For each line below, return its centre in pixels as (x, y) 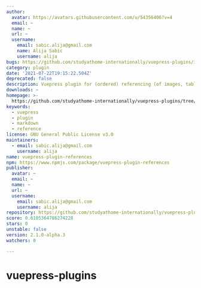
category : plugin (28, 67)
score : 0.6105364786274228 (40, 218)
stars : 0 (17, 224)
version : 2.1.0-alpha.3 (36, 235)
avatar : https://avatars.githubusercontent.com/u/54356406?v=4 (92, 17)
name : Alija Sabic (40, 51)
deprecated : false (29, 79)
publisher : (20, 168)
